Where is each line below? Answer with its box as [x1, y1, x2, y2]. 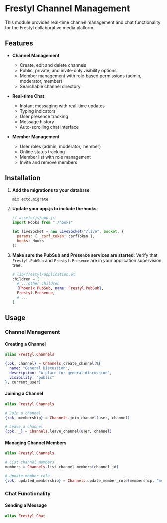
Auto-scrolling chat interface [19, 124, 79, 130]
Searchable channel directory [19, 83, 81, 89]
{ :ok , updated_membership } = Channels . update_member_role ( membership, [5, 478, 155, 483]
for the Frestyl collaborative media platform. [5, 24, 95, 30]
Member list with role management [19, 154, 91, 160]
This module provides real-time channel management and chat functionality [5, 19, 161, 25]
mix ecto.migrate [12, 197, 49, 202]
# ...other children [17, 281, 60, 286]
